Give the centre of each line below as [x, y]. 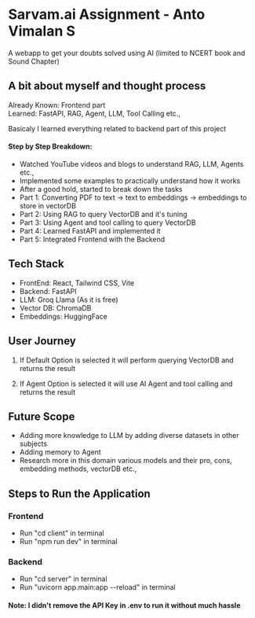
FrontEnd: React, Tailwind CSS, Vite [77, 283]
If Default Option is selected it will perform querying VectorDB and [126, 360]
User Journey [42, 341]
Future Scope [42, 416]
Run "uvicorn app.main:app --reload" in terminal [98, 587]
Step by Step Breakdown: [50, 146]
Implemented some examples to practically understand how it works [130, 180]
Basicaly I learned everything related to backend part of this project [117, 128]
